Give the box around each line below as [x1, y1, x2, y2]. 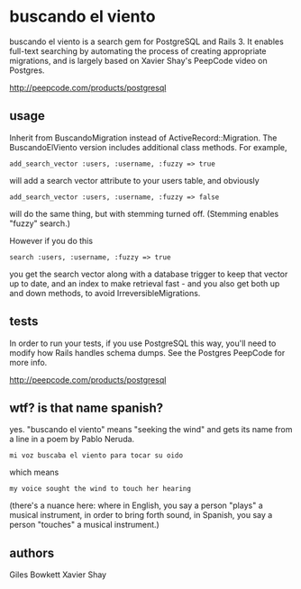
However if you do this [9, 235, 93, 246]
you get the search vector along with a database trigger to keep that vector [9, 268, 288, 279]
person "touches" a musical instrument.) [9, 520, 160, 530]
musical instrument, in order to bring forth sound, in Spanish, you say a [9, 510, 273, 521]
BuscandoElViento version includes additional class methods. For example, [9, 141, 287, 152]
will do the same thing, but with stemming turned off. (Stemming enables [9, 208, 279, 219]
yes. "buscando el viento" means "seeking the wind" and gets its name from [9, 424, 293, 435]
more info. [9, 357, 48, 367]
